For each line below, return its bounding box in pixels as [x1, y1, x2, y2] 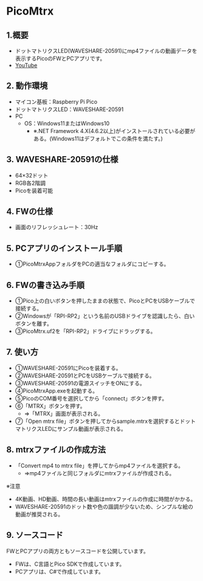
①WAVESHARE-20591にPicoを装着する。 [15, 364, 122, 371]
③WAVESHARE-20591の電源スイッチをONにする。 [15, 379, 145, 387]
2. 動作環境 [6, 81, 48, 91]
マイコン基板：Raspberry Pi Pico [15, 98, 98, 105]
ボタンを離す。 [15, 320, 53, 328]
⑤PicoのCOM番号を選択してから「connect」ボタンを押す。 [15, 394, 168, 402]
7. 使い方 [6, 347, 38, 357]
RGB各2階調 [15, 179, 46, 187]
